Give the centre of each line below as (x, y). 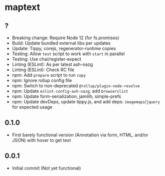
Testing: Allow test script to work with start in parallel (68, 54)
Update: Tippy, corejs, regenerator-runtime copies (64, 48)
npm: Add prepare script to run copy (49, 75)
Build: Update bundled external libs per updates (61, 43)
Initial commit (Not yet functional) (46, 168)
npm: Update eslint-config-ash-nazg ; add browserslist (70, 91)
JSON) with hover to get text (41, 140)
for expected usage (32, 107)
